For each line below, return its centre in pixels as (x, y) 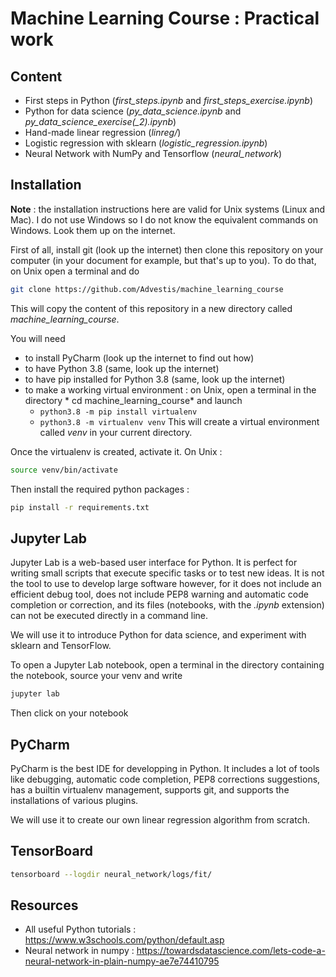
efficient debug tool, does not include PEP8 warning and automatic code (159, 594)
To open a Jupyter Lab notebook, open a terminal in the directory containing (167, 665)
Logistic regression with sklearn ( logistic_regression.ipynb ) (146, 143)
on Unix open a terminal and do (75, 271)
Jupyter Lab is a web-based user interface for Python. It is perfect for (154, 563)
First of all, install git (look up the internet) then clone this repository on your (167, 249)
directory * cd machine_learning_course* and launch (133, 400)
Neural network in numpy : (79, 951)
